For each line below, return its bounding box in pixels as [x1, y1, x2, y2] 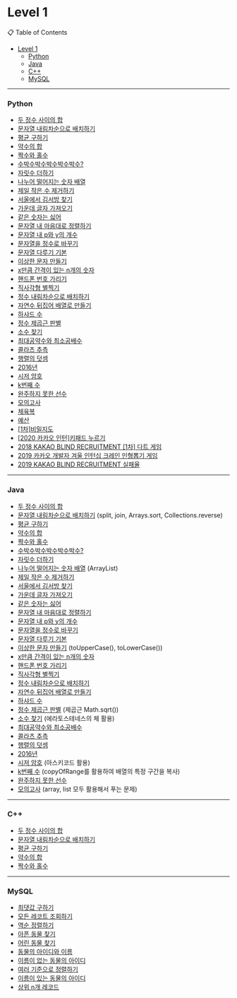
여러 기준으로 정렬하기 [17, 965, 79, 974]
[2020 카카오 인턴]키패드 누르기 [17, 434, 106, 442]
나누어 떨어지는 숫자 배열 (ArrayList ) [17, 563, 119, 573]
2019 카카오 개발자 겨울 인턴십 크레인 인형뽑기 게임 [17, 452, 158, 460]
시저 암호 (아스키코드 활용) [17, 758, 90, 767]
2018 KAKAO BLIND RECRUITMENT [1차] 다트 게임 [17, 442, 162, 451]
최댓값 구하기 [17, 903, 54, 912]
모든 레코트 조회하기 [17, 912, 73, 921]
